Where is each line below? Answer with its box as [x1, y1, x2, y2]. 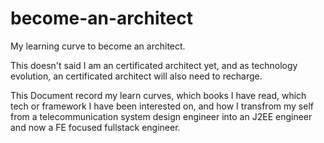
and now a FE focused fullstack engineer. [10, 121, 181, 133]
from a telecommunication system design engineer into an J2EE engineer [10, 110, 313, 122]
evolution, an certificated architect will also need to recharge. [10, 70, 263, 82]
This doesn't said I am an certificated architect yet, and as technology [10, 59, 298, 71]
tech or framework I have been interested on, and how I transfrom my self [10, 100, 314, 112]
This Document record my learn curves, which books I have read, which [10, 89, 307, 101]
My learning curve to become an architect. [10, 40, 186, 52]
